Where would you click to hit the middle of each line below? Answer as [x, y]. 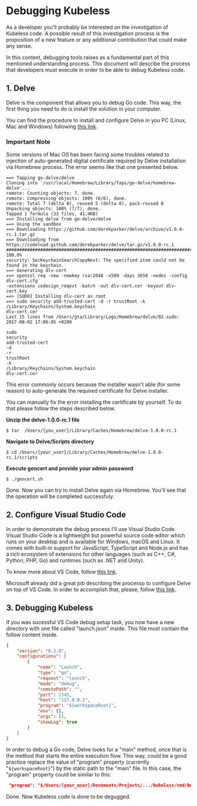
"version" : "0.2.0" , [42, 651]
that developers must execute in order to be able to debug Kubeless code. [96, 69]
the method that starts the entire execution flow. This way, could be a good [96, 756]
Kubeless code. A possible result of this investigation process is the [88, 33]
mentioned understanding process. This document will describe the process [98, 64]
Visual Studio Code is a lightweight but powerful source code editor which [96, 535]
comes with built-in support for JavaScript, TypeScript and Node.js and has [97, 548]
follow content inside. [32, 635]
